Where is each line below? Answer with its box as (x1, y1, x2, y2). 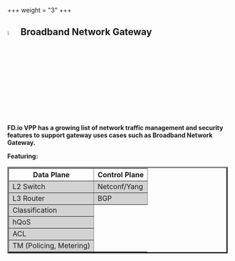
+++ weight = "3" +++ (7, 6, 72, 14)
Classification (13, 206, 57, 216)
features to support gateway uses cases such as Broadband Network (7, 131, 213, 139)
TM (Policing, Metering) (13, 241, 91, 251)
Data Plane (32, 170, 70, 180)
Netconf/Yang (97, 182, 143, 192)
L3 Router (13, 194, 45, 204)
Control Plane (97, 170, 144, 180)
